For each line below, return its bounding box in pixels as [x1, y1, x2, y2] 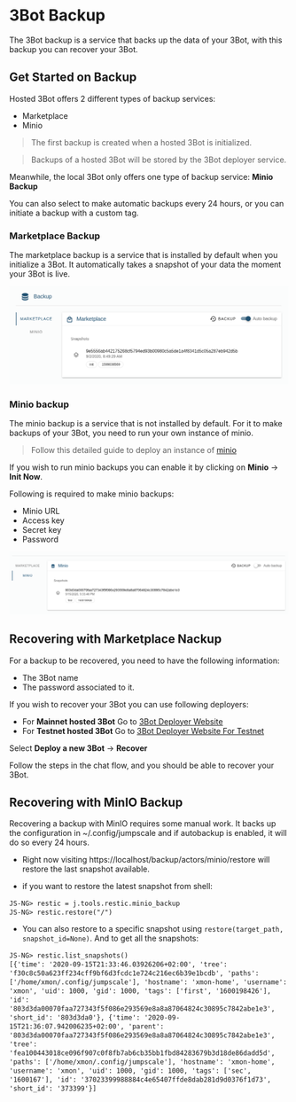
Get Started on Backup [9, 70, 137, 85]
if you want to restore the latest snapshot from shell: [21, 881, 213, 892]
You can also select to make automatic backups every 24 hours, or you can [9, 198, 284, 208]
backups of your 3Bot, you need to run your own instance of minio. [9, 427, 254, 439]
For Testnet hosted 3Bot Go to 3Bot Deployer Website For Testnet [21, 725, 264, 736]
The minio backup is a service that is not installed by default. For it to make [9, 418, 283, 429]
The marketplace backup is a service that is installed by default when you [9, 250, 278, 261]
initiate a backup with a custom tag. [9, 207, 139, 218]
